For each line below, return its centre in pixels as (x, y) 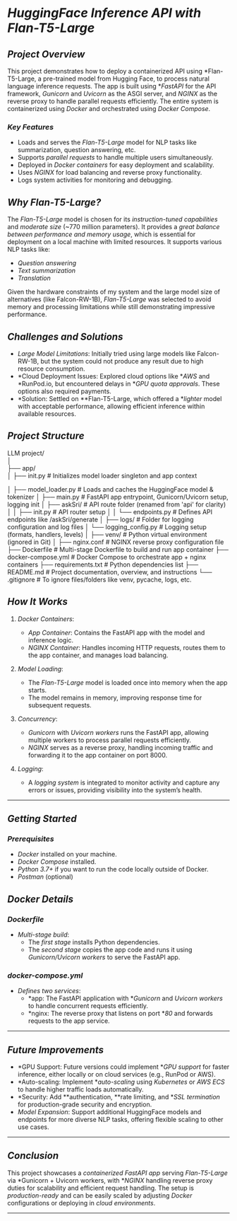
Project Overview (46, 54)
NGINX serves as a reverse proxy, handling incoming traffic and (121, 747)
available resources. (47, 413)
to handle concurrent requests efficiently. (88, 1006)
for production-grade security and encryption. (85, 1104)
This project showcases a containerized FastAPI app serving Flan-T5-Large (117, 1173)
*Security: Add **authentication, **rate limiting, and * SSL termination (119, 1097)
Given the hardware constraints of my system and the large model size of (114, 292)
